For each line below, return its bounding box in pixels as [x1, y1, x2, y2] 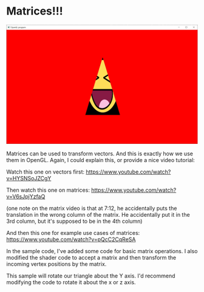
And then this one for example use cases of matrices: [6, 229, 140, 237]
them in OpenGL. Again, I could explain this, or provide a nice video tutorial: [6, 157, 195, 164]
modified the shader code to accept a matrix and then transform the [6, 254, 177, 262]
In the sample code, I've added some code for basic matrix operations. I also [6, 248, 198, 255]
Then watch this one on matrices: [6, 186, 90, 194]
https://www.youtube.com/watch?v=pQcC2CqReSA [6, 236, 136, 243]
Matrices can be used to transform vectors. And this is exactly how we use [6, 150, 193, 157]
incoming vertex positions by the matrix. [6, 260, 107, 268]
